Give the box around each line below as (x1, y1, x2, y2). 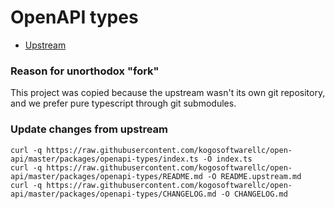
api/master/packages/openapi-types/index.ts (10, 154, 199, 164)
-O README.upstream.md (206, 171, 302, 181)
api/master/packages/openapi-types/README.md (10, 171, 203, 181)
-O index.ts (202, 154, 253, 164)
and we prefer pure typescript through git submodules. (10, 97, 237, 110)
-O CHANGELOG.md (220, 189, 288, 199)
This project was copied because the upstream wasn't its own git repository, (10, 87, 326, 99)
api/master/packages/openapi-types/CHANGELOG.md (10, 189, 217, 199)
